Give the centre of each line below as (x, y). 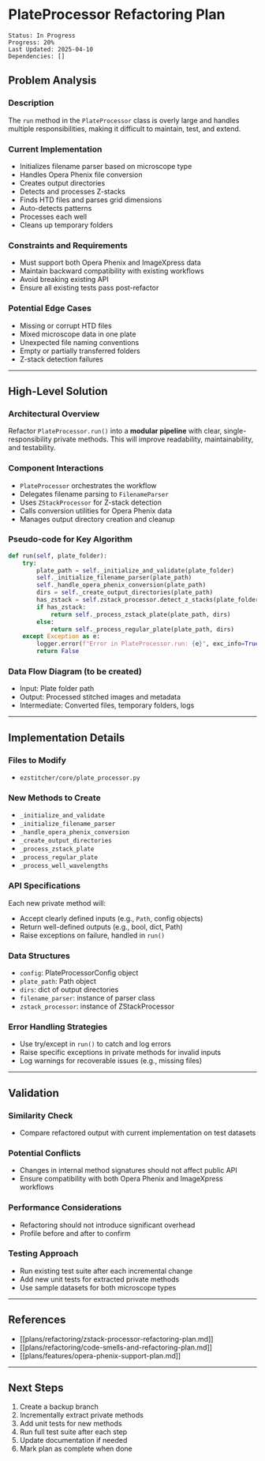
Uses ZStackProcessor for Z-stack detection (90, 502)
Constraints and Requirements (68, 245)
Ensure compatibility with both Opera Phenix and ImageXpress (121, 1179)
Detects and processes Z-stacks (73, 191)
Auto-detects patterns (56, 208)
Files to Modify (37, 760)
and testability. (32, 448)
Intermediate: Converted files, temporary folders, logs (107, 705)
